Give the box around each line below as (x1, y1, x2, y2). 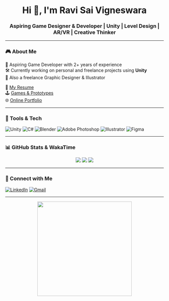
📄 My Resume (5, 84, 34, 90)
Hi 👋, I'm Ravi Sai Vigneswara (22, 5, 147, 16)
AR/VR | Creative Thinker (53, 29, 116, 36)
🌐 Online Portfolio (5, 97, 42, 103)
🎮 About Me (5, 48, 37, 55)
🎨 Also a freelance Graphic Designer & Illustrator (5, 74, 106, 80)
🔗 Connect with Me (5, 175, 53, 182)
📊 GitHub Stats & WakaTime (5, 144, 76, 151)
